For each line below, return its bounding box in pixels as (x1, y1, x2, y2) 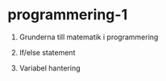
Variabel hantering (19, 63, 81, 73)
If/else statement (19, 47, 76, 57)
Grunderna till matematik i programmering (19, 32, 159, 42)
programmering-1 (7, 6, 128, 24)
